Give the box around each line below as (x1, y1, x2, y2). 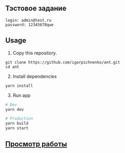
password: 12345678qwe (5, 22, 54, 27)
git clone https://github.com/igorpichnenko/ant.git (5, 60, 120, 65)
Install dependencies (12, 73, 57, 79)
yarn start (5, 126, 29, 131)
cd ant (5, 64, 19, 69)
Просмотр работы (5, 140, 68, 148)
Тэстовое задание (5, 4, 67, 13)
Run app (12, 92, 31, 98)
